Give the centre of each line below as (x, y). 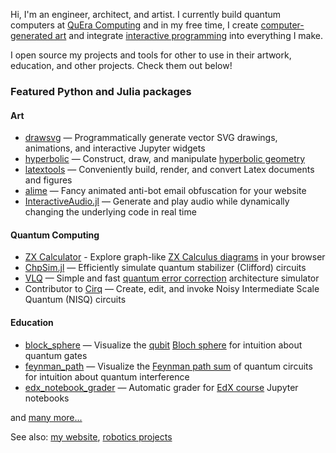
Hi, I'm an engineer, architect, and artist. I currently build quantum (146, 14)
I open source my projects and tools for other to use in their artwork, (151, 55)
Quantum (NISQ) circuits (75, 300)
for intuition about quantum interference (107, 376)
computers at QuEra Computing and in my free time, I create (134, 25)
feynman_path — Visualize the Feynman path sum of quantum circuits (168, 366)
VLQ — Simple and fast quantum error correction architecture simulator (172, 278)
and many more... (46, 417)
